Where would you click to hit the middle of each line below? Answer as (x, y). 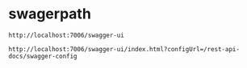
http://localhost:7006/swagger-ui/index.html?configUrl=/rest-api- (124, 49)
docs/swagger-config (43, 56)
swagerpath (50, 14)
